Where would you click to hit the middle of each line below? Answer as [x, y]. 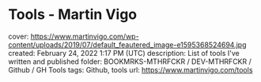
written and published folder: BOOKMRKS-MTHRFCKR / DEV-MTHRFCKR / [130, 61]
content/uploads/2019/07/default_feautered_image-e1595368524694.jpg [127, 44]
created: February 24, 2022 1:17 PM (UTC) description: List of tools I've [124, 53]
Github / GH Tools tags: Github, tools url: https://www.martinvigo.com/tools [130, 69]
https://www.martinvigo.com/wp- [85, 36]
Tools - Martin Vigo [73, 15]
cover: [19, 36]
